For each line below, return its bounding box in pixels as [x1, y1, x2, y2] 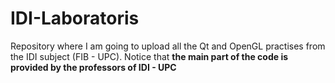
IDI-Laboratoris [10, 7, 140, 30]
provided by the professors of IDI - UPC [10, 61, 177, 73]
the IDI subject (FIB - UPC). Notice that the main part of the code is [10, 50, 289, 62]
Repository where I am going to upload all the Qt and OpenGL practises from [10, 40, 326, 52]
